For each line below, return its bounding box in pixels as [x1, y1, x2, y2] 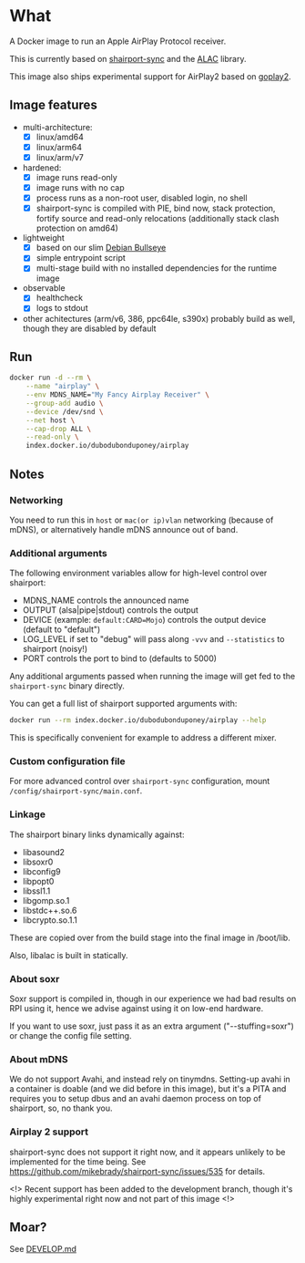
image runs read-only [36, 171, 118, 182]
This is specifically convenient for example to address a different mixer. [9, 732, 277, 743]
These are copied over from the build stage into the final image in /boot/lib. [9, 932, 291, 943]
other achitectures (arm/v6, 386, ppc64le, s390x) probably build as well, [22, 313, 296, 324]
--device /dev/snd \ [25, 407, 104, 416]
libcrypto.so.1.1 [22, 914, 77, 926]
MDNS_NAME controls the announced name [22, 595, 189, 606]
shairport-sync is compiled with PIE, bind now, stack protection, [36, 202, 276, 214]
